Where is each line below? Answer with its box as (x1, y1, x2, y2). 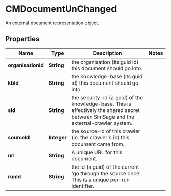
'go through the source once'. (71, 170, 142, 177)
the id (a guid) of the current (71, 163, 139, 171)
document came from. (71, 141, 125, 148)
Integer (48, 134, 67, 141)
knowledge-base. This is (71, 100, 131, 107)
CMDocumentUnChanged (5, 3, 117, 15)
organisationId (8, 62, 44, 69)
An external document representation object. (5, 20, 99, 26)
